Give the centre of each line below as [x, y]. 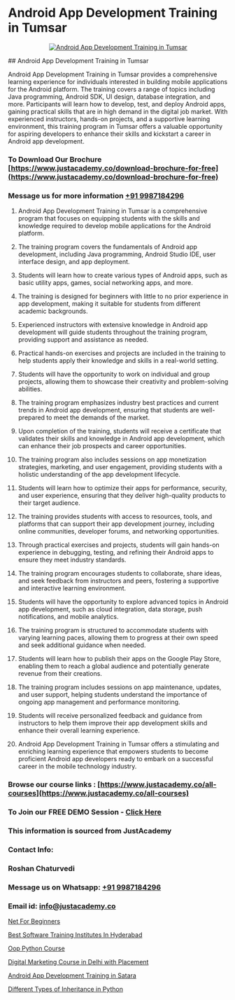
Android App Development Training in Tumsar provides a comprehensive [113, 74]
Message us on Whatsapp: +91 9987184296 [85, 887]
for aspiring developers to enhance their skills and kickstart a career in [109, 134]
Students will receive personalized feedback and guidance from [110, 716]
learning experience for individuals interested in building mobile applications [118, 81]
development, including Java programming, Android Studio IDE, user [117, 254]
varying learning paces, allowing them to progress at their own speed [118, 638]
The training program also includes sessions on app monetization [112, 459]
